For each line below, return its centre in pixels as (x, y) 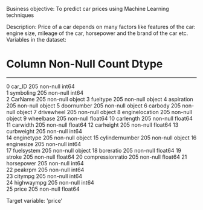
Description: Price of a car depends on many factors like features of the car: (101, 27)
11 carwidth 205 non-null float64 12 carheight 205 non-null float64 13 (92, 125)
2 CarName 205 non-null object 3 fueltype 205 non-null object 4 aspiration (100, 99)
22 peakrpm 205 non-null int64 (45, 170)
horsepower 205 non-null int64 (45, 163)
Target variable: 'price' (34, 200)
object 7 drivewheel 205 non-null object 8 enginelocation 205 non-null (104, 112)
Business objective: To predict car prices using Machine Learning (88, 9)
